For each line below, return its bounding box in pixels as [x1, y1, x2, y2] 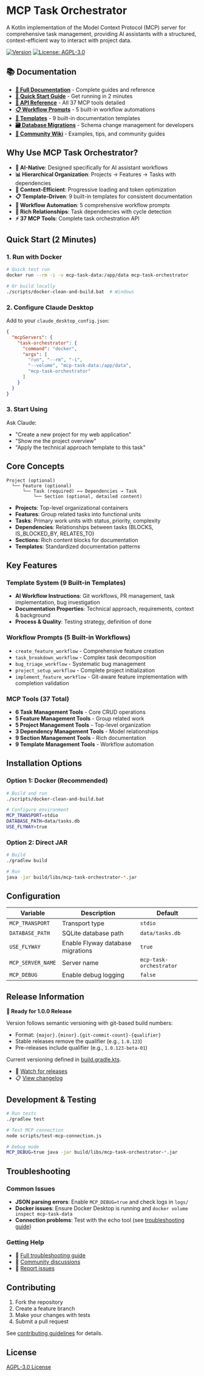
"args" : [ [22, 351, 47, 357]
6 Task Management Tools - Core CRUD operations [15, 708, 146, 716]
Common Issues [6, 1184, 56, 1193]
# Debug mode [6, 1143, 39, 1150]
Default [156, 909, 178, 917]
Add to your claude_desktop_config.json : [6, 317, 110, 324]
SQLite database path [61, 929, 124, 937]
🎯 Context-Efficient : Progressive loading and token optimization [15, 186, 176, 193]
